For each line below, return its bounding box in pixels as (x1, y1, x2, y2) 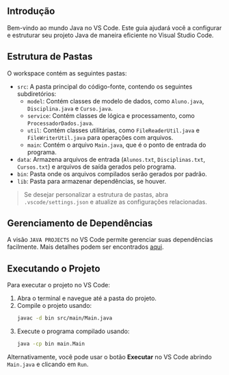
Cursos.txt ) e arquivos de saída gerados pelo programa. (16, 162, 176, 171)
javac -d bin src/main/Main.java (16, 315, 113, 322)
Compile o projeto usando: (16, 302, 92, 310)
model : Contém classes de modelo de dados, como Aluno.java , (27, 97, 204, 105)
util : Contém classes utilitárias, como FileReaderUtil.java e (27, 126, 200, 134)
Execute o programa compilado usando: (16, 327, 130, 335)
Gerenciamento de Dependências (7, 217, 153, 229)
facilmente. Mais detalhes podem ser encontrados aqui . (7, 243, 164, 251)
